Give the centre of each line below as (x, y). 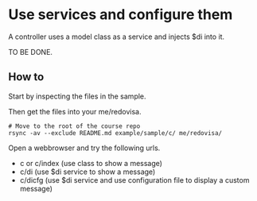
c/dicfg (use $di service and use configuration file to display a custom (134, 180)
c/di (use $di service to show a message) (88, 172)
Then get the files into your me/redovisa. (75, 111)
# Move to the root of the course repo (74, 126)
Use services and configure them (121, 15)
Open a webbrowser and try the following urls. (84, 148)
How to (26, 77)
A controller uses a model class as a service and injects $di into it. (117, 37)
